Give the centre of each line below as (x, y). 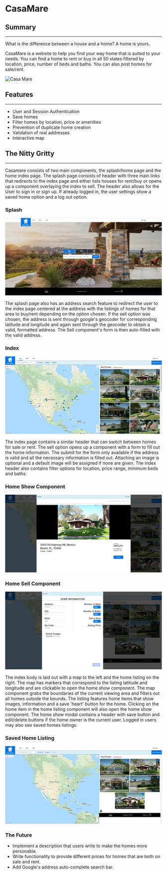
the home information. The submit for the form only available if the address (82, 453)
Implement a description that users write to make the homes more (80, 846)
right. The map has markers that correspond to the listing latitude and (76, 682)
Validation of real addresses (41, 132)
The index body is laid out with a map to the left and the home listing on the (82, 677)
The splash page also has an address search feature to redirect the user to (82, 303)
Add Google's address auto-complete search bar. (63, 867)
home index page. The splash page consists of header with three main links (83, 176)
